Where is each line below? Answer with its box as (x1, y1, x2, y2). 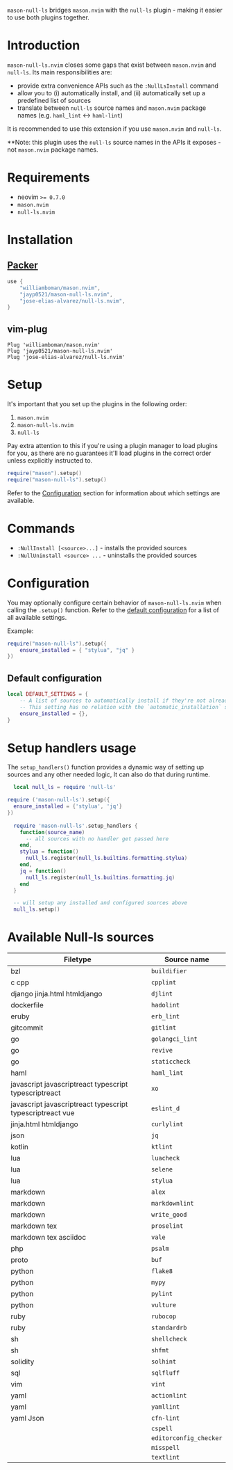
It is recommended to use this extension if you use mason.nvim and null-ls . (7, 125, 222, 133)
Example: (7, 626, 34, 635)
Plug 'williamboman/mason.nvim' (7, 342, 101, 349)
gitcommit (10, 1023, 44, 1032)
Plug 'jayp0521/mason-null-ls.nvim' (7, 348, 113, 355)
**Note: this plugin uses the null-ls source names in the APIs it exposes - (7, 138, 221, 146)
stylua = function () (19, 848, 79, 855)
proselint (151, 1222, 184, 1230)
